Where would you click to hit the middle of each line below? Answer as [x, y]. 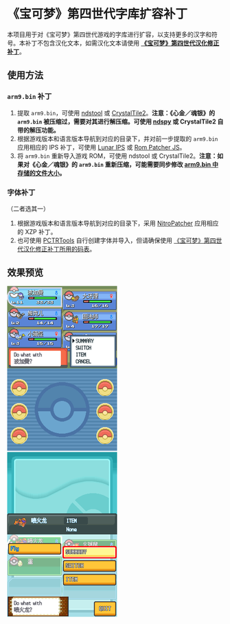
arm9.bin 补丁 [30, 97]
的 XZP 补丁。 [37, 231]
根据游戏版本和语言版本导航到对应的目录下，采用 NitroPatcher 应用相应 [118, 223]
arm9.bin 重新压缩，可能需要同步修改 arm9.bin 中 [148, 164]
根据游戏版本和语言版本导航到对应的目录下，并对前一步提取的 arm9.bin [117, 139]
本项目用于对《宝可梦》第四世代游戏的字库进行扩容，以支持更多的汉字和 [109, 34]
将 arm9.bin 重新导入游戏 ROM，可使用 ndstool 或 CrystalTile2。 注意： [117, 156]
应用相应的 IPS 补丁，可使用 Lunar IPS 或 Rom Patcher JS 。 [101, 147]
